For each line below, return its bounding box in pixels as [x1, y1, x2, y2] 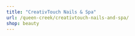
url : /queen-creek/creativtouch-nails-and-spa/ [6, 15, 130, 21]
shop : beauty [6, 20, 40, 26]
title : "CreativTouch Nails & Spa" [6, 9, 97, 15]
